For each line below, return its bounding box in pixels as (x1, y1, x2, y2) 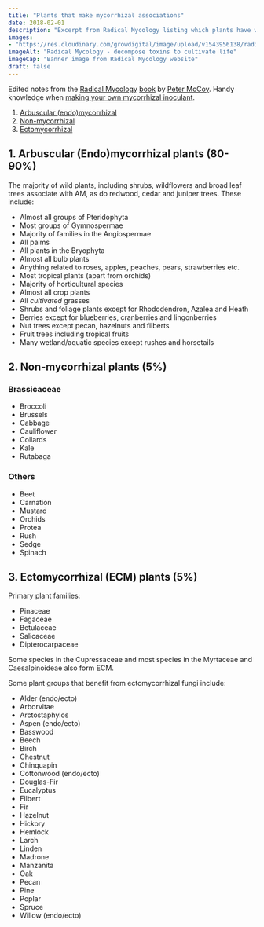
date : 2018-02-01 (8, 19, 65, 27)
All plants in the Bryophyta (19, 245, 105, 255)
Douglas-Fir (19, 777, 59, 786)
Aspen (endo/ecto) (19, 719, 81, 728)
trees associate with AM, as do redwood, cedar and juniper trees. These (8, 189, 242, 198)
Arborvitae (19, 702, 55, 712)
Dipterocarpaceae (19, 639, 79, 649)
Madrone (19, 852, 49, 862)
